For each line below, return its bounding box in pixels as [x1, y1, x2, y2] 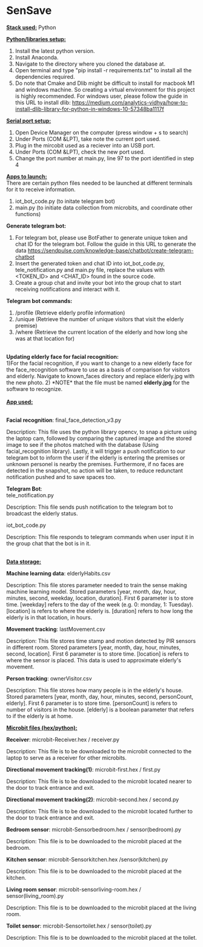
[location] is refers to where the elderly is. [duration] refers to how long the [6, 607, 193, 614]
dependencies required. [15, 73, 75, 80]
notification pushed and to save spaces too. [6, 473, 116, 480]
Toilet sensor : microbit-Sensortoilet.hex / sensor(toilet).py [6, 922, 152, 929]
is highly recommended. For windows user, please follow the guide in [15, 92, 188, 100]
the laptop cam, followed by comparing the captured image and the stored [6, 435, 192, 442]
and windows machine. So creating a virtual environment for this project [15, 86, 195, 93]
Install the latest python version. [15, 47, 95, 55]
